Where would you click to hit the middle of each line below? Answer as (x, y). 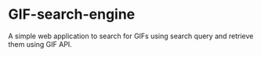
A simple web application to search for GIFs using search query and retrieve (131, 36)
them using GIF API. (40, 44)
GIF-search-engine (72, 14)
